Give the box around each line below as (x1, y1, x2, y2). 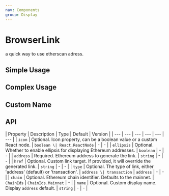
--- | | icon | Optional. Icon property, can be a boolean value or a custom (5, 136, 157, 143)
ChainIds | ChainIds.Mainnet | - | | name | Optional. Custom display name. (5, 180, 157, 186)
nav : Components (5, 7, 40, 13)
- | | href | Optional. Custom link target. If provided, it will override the (5, 158, 151, 164)
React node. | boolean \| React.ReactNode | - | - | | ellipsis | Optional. (5, 142, 154, 148)
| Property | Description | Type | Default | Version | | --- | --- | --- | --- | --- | (5, 131, 164, 137)
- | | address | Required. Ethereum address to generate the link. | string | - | (5, 153, 163, 159)
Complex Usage (5, 83, 57, 92)
